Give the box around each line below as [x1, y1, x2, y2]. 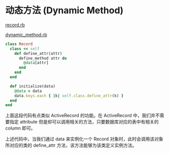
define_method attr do [18, 55, 67, 61]
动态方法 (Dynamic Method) [5, 5, 124, 16]
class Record [5, 41, 33, 46]
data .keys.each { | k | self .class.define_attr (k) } [14, 93, 124, 98]
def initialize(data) [10, 83, 56, 89]
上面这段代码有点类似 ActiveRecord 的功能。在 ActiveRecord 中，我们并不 [5, 112, 160, 118]
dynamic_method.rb [5, 32, 47, 38]
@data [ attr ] [23, 60, 49, 66]
